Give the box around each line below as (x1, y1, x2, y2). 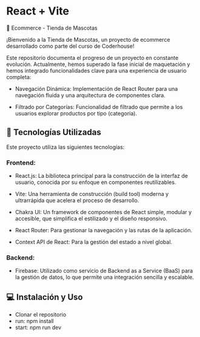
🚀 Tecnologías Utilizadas (6, 127, 101, 137)
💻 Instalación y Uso (6, 292, 83, 302)
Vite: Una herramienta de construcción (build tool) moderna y (15, 191, 169, 198)
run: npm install (15, 318, 54, 325)
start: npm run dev (15, 324, 62, 331)
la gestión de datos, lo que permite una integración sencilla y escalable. (15, 273, 194, 281)
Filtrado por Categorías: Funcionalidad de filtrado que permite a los (15, 103, 183, 110)
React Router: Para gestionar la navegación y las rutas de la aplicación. (15, 227, 193, 234)
